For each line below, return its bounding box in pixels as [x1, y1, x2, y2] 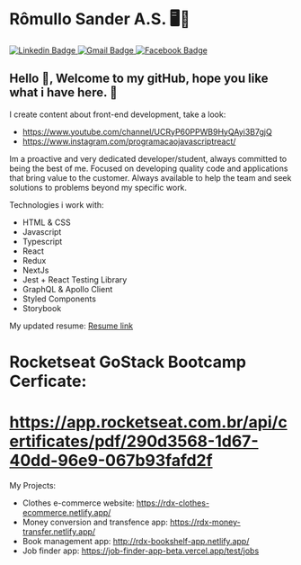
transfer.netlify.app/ [22, 525, 96, 537]
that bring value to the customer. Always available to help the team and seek [9, 172, 292, 183]
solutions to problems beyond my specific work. [9, 182, 187, 193]
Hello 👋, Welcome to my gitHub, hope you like [9, 71, 269, 86]
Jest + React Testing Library [22, 274, 128, 285]
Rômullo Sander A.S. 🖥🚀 [9, 9, 190, 30]
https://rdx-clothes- [136, 498, 209, 508]
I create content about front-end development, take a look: [9, 109, 226, 120]
